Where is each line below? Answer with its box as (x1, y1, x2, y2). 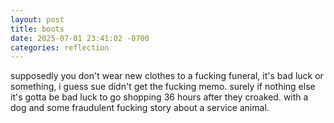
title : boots (10, 24, 65, 34)
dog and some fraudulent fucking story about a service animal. (10, 102, 270, 114)
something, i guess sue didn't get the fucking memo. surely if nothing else (10, 81, 316, 93)
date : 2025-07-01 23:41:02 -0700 (10, 33, 150, 43)
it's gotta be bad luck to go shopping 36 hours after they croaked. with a (10, 91, 309, 103)
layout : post (10, 14, 65, 25)
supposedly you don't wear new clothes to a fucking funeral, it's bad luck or (10, 70, 324, 82)
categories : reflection (10, 42, 110, 53)
